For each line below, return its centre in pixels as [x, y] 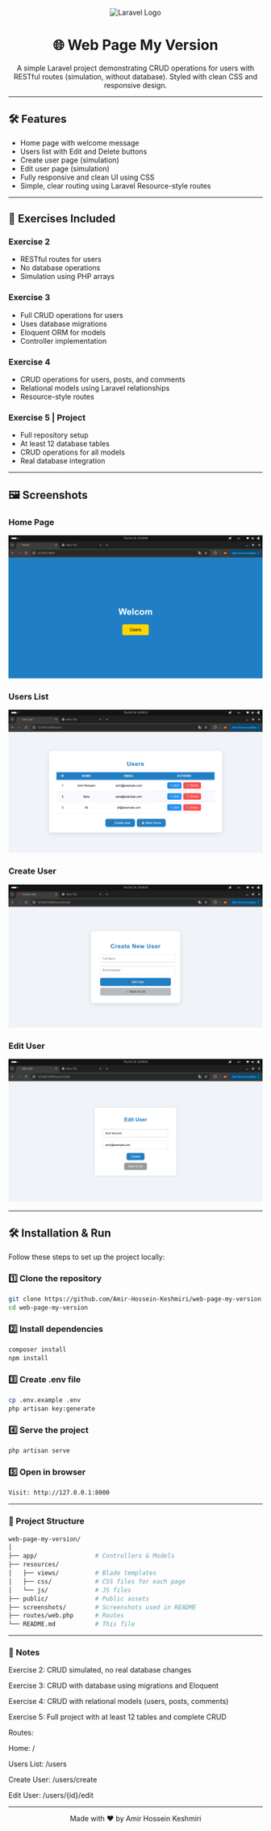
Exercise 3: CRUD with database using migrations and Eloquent [114, 1685]
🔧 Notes [24, 1652]
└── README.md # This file [72, 1624]
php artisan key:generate [52, 1408]
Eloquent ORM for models [63, 332]
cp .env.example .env [45, 1400]
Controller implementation [63, 340]
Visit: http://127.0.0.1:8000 [59, 1493]
